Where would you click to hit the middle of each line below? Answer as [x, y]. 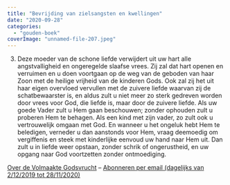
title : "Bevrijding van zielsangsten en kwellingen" [85, 13]
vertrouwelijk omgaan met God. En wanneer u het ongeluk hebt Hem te [118, 125]
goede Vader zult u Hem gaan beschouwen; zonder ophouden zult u [115, 110]
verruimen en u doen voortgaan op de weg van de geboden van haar [116, 74]
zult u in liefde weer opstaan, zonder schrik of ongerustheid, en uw [113, 147]
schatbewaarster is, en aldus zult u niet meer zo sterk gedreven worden [120, 96]
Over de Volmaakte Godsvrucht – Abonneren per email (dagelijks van [106, 168]
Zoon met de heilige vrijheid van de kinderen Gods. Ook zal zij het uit [116, 81]
